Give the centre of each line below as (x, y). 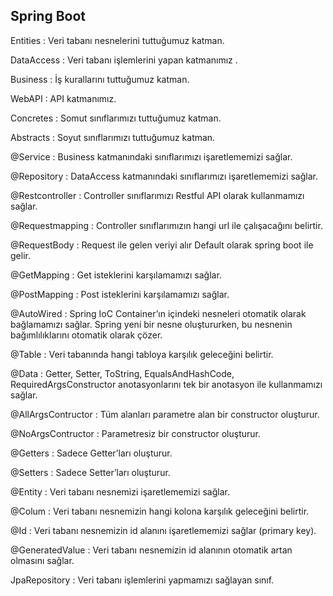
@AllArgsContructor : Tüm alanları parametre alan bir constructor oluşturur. (165, 414)
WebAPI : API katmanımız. (63, 98)
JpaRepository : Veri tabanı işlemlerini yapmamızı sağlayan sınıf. (142, 580)
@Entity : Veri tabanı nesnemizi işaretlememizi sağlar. (120, 491)
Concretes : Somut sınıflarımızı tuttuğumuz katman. (116, 118)
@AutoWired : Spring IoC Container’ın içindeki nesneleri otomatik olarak (158, 313)
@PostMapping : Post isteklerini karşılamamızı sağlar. (120, 294)
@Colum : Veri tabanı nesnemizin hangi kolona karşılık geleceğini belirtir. (160, 511)
